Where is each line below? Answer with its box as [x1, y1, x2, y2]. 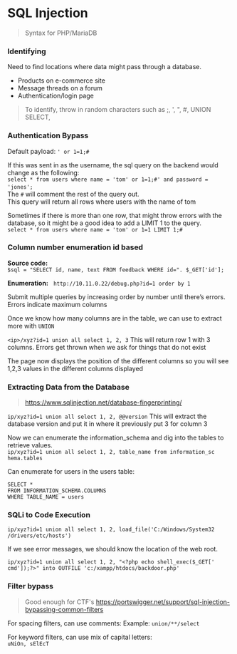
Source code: [7, 259, 48, 267]
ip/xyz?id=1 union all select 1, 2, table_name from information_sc [7, 449, 215, 456]
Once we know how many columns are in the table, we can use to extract [7, 313, 222, 322]
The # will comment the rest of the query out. [7, 190, 140, 198]
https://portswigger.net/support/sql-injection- [95, 597, 230, 606]
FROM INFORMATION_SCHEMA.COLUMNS [7, 487, 107, 494]
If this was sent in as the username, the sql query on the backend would [7, 160, 218, 169]
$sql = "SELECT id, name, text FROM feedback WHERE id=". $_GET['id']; [7, 266, 224, 274]
